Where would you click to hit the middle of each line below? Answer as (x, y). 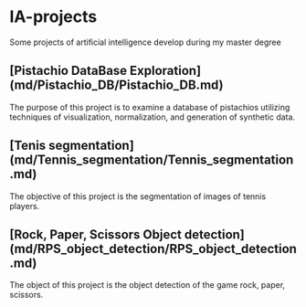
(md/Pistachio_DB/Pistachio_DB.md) (116, 85)
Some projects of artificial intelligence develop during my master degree (145, 42)
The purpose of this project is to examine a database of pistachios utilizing (150, 107)
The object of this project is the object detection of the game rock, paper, (148, 285)
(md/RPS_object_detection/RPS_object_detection (153, 249)
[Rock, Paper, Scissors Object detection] (127, 234)
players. (25, 206)
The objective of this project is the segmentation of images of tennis (138, 196)
